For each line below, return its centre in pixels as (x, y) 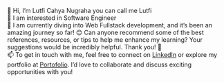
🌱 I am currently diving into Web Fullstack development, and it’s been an (110, 25)
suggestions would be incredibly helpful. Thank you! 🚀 (85, 47)
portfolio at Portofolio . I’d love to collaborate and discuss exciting (100, 64)
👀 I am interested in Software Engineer (62, 18)
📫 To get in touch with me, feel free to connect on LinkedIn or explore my (112, 55)
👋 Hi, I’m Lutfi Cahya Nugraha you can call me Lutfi (80, 11)
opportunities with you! (40, 72)
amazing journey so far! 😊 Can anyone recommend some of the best (105, 32)
